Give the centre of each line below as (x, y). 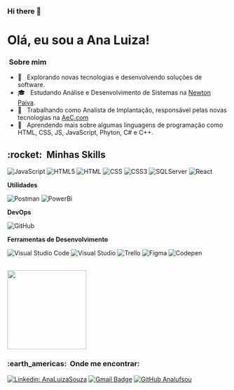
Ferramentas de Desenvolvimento (58, 240)
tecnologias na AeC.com (53, 118)
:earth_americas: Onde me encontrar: (74, 364)
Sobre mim (28, 62)
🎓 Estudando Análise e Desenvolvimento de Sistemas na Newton (114, 93)
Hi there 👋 (25, 11)
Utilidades (22, 185)
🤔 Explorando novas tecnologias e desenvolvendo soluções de (110, 77)
